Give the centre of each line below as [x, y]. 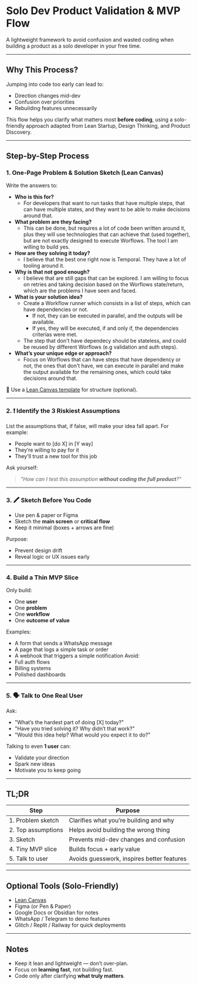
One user [26, 602]
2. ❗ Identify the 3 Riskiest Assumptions [63, 411]
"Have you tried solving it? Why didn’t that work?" [74, 728]
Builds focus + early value [105, 849]
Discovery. [19, 132]
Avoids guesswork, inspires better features [128, 859]
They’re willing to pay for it [47, 450]
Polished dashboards [40, 675]
